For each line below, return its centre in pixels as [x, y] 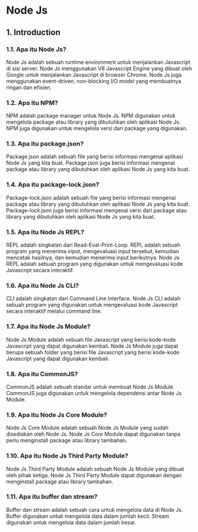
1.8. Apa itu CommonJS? [42, 374]
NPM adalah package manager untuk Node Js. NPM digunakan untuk [91, 116]
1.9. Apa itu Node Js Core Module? [57, 415]
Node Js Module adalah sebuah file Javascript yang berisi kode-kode [91, 339]
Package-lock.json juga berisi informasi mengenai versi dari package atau [97, 210]
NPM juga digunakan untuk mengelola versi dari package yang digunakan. [97, 128]
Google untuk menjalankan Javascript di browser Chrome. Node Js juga [94, 74]
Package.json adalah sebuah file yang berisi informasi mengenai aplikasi [95, 157]
